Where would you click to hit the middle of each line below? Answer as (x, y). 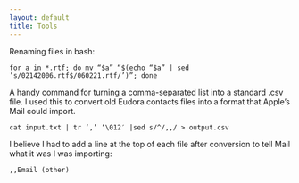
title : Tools (33, 26)
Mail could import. (42, 111)
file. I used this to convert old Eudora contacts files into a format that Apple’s (149, 101)
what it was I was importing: (61, 154)
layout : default (39, 17)
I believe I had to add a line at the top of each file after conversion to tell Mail (150, 144)
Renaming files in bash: (52, 51)
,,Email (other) (39, 170)
